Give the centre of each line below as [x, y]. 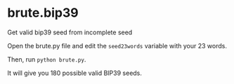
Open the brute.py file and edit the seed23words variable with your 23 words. [117, 45]
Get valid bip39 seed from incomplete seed [70, 32]
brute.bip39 [43, 13]
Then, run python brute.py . [47, 59]
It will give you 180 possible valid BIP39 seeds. [75, 73]
